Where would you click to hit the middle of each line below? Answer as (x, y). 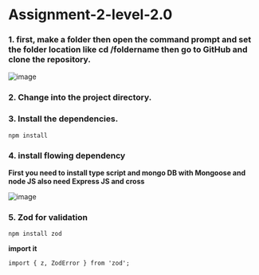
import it (23, 249)
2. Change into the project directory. (80, 97)
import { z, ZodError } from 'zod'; (69, 263)
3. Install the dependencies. (63, 119)
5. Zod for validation (48, 217)
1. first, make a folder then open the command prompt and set (130, 40)
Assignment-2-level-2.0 (90, 15)
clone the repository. (50, 60)
